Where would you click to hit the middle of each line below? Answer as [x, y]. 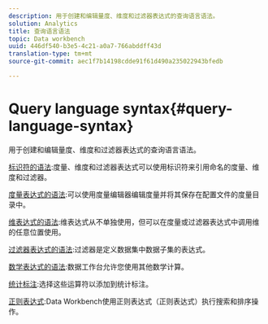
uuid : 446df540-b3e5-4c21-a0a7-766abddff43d [85, 46]
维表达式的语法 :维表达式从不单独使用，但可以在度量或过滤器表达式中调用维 [134, 221]
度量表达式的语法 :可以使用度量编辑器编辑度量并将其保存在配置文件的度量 [131, 194]
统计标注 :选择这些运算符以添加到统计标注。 [81, 284]
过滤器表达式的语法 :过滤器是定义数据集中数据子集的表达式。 [109, 249]
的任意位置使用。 [37, 232]
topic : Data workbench [47, 39]
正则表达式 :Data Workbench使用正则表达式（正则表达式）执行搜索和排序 [130, 301]
